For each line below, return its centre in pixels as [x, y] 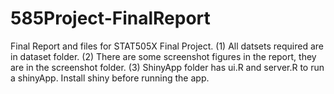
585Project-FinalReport [110, 18]
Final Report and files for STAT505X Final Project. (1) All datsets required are [167, 46]
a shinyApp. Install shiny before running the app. [110, 78]
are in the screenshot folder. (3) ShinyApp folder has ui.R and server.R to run [167, 67]
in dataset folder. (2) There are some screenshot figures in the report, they [163, 56]
